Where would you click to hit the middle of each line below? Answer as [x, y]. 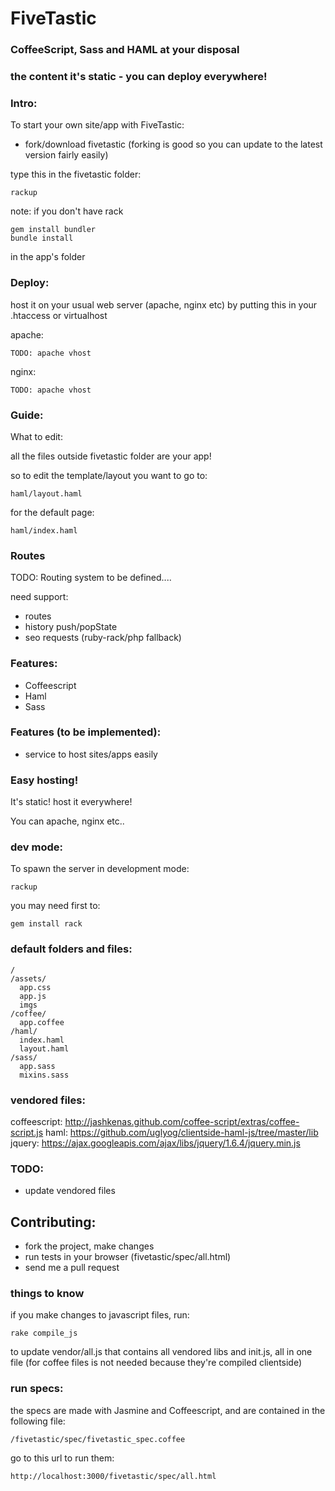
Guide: [27, 415]
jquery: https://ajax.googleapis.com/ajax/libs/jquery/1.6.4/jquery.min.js [155, 1143]
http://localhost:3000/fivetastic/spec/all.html [113, 1476]
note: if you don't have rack [67, 211]
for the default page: [52, 512]
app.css [35, 987]
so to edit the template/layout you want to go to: [109, 475]
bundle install [42, 238]
